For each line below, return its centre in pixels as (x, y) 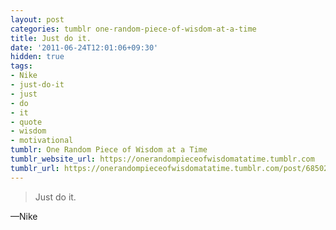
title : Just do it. (51, 38)
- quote (26, 122)
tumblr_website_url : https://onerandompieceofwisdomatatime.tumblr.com (162, 159)
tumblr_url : (35, 168)
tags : (21, 66)
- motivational (42, 141)
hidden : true (37, 57)
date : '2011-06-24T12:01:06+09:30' (84, 47)
